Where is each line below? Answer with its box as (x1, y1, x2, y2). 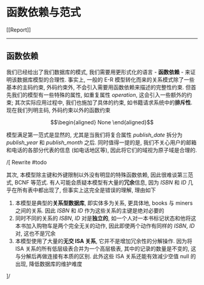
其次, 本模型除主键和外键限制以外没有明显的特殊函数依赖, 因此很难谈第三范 (6, 171, 193, 178)
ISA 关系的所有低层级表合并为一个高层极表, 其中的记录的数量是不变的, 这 (15, 245, 197, 252)
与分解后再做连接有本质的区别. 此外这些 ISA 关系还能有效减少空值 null (15, 252, 189, 259)
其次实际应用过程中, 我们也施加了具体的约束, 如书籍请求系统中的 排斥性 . (15, 99, 193, 106)
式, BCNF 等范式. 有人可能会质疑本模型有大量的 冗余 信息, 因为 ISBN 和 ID (6, 178, 187, 186)
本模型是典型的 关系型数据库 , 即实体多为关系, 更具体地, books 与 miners (15, 199, 193, 206)
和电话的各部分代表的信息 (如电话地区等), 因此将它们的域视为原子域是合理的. (6, 146, 197, 153)
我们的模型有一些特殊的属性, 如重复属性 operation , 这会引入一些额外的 (11, 91, 187, 98)
